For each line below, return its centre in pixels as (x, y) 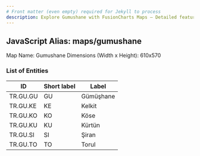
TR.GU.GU (24, 96)
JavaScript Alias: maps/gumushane (74, 41)
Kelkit (89, 106)
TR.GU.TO (23, 144)
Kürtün (90, 125)
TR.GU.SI (22, 135)
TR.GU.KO (23, 115)
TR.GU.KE (23, 106)
